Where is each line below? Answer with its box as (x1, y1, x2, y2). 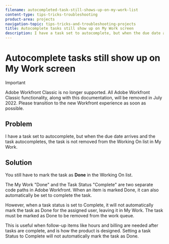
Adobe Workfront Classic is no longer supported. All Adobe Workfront (5, 89, 150, 95)
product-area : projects (5, 17, 55, 22)
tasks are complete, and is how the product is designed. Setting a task (5, 227, 151, 233)
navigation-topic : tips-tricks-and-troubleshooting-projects (5, 21, 136, 27)
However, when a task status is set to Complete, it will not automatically (5, 202, 153, 208)
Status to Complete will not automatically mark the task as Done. (5, 233, 139, 239)
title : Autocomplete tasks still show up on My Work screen (5, 26, 134, 31)
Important (5, 79, 26, 85)
